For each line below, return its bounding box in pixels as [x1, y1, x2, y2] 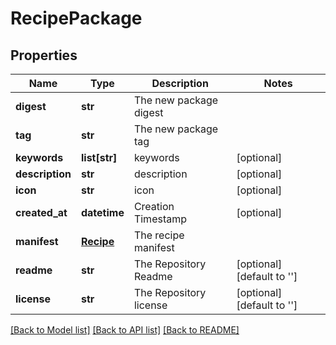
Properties [10, 47, 78, 64]
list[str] [80, 151, 118, 164]
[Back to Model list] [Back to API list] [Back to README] [10, 324, 240, 336]
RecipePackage [10, 7, 143, 30]
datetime [80, 206, 125, 219]
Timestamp [133, 212, 188, 226]
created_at [15, 206, 68, 219]
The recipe [133, 228, 185, 242]
